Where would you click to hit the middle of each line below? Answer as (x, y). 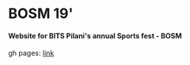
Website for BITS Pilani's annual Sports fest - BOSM (95, 35)
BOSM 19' (41, 14)
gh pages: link (31, 53)
